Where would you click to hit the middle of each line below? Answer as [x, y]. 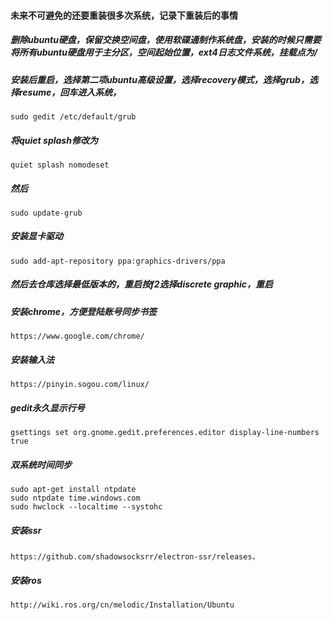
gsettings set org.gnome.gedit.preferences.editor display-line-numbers [165, 433]
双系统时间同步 [41, 464]
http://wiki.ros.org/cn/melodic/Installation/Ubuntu [122, 605]
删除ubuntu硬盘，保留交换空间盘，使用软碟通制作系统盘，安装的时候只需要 [166, 40]
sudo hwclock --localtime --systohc [86, 507]
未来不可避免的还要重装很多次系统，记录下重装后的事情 [124, 15]
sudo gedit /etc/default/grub [73, 116]
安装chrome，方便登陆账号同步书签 [83, 311]
